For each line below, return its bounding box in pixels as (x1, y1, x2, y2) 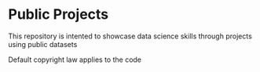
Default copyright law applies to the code (8, 55, 142, 64)
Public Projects (8, 5, 109, 23)
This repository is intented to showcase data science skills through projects (8, 31, 253, 41)
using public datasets (8, 39, 78, 49)
